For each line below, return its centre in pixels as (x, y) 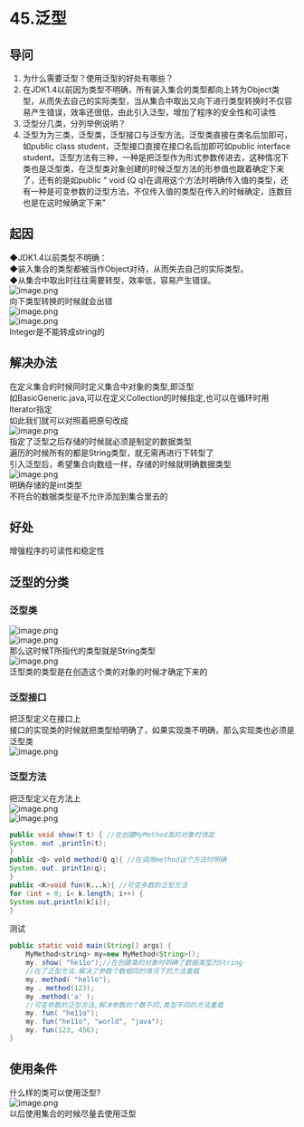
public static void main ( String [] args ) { (90, 946)
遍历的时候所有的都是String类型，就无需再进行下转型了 (112, 453)
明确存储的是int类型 (46, 484)
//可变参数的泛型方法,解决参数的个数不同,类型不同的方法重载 (125, 1005)
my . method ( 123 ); (60, 988)
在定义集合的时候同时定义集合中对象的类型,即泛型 (102, 387)
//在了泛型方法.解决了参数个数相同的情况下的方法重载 (113, 971)
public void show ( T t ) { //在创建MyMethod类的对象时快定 (112, 835)
